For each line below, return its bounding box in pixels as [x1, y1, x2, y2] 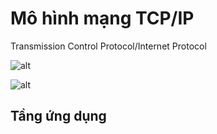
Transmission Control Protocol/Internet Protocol [10, 40, 207, 52]
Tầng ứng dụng [10, 108, 107, 125]
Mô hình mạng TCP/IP [10, 7, 195, 30]
